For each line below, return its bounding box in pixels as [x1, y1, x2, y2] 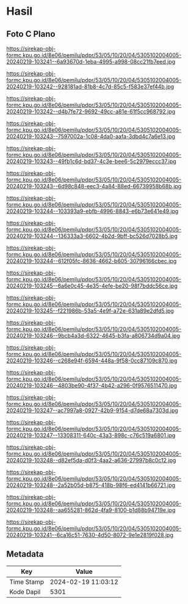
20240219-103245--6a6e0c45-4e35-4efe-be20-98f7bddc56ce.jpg [6, 282, 178, 289]
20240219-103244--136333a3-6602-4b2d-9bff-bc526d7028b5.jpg [6, 232, 178, 240]
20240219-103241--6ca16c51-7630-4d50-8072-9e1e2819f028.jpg [6, 532, 174, 538]
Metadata [6, 549, 44, 559]
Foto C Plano [6, 29, 56, 39]
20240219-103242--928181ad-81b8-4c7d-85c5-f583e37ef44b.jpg [6, 83, 175, 90]
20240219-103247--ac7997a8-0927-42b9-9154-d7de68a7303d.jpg [6, 407, 178, 414]
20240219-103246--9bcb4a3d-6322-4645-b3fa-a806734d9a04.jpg [6, 332, 180, 339]
